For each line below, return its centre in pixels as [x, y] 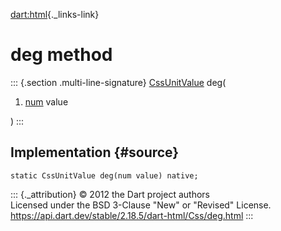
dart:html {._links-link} [55, 14]
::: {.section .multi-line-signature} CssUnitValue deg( [118, 82]
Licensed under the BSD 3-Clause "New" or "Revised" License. [141, 205]
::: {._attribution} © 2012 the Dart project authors [110, 194]
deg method [61, 55]
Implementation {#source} [95, 152]
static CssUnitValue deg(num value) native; [104, 175]
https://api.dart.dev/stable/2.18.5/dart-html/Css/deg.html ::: [132, 215]
